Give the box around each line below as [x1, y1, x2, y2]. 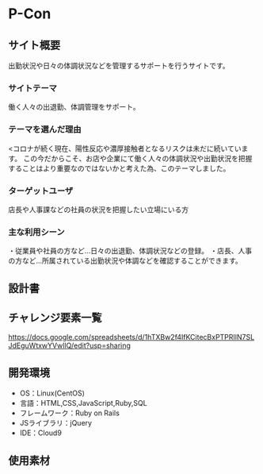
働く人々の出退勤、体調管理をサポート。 [8, 102, 140, 112]
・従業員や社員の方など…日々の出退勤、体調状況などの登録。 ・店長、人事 [8, 246, 253, 256]
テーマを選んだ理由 [8, 124, 82, 135]
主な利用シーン [8, 226, 65, 237]
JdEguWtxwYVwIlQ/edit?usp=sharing [8, 341, 131, 350]
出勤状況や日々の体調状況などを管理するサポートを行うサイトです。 [8, 61, 230, 70]
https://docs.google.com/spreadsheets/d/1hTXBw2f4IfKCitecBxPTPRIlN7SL [8, 333, 255, 342]
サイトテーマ [8, 83, 58, 94]
